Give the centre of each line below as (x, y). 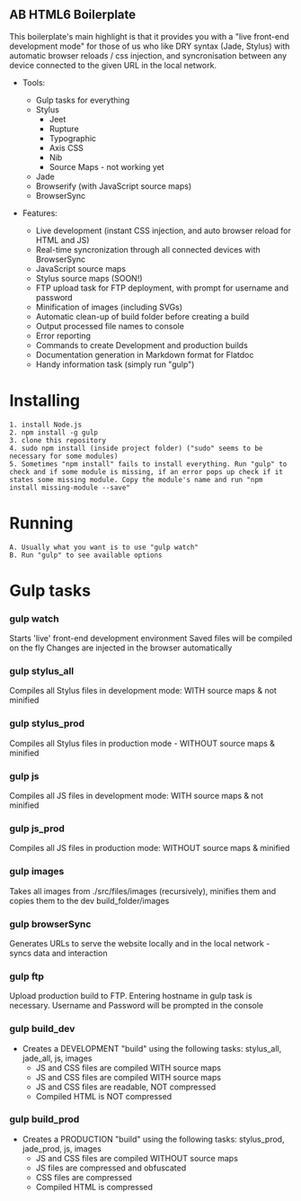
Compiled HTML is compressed (94, 1187)
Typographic (73, 138)
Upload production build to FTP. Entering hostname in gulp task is (131, 996)
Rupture (64, 129)
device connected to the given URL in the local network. (113, 65)
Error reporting (63, 336)
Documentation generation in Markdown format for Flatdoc (145, 354)
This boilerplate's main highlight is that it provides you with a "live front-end (149, 36)
